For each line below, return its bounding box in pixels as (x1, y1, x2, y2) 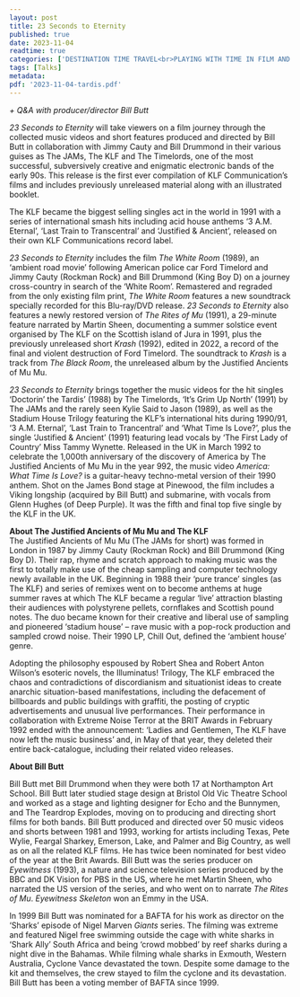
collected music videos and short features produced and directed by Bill (9, 131, 276, 142)
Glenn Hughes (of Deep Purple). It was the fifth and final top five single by (9, 498, 282, 509)
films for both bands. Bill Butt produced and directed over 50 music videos (9, 816, 284, 827)
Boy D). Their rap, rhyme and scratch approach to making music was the (9, 554, 278, 565)
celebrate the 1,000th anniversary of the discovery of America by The (9, 451, 267, 462)
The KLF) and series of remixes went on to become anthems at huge (9, 583, 262, 594)
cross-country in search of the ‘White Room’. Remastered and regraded (9, 280, 273, 292)
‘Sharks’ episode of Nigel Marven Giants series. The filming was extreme (9, 920, 279, 931)
